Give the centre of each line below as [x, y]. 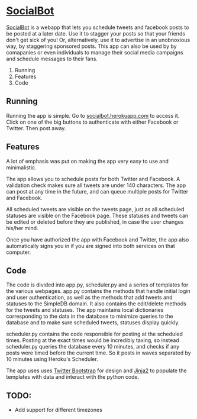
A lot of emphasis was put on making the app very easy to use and [87, 161]
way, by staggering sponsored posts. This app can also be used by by [91, 46]
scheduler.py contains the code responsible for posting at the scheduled [95, 334]
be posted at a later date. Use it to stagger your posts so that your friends [96, 33]
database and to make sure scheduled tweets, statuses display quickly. [93, 323]
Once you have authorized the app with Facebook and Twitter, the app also [98, 239]
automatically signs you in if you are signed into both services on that [91, 246]
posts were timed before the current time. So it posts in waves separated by [98, 353]
